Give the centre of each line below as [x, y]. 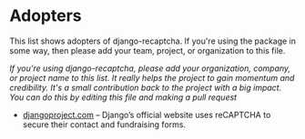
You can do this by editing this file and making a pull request [123, 97]
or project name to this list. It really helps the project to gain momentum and [152, 77]
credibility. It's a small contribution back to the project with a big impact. [146, 87]
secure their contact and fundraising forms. [104, 124]
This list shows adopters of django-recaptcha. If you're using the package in [153, 41]
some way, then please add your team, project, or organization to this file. [147, 50]
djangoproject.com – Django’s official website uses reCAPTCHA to [147, 114]
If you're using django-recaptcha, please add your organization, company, [150, 68]
